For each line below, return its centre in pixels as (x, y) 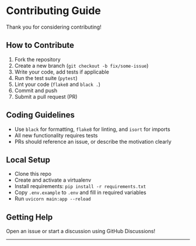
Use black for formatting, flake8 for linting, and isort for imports (92, 129)
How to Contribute (40, 45)
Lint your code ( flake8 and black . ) (57, 84)
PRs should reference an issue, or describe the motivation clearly (93, 141)
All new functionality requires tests (56, 135)
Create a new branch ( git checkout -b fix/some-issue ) (81, 65)
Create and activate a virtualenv (53, 180)
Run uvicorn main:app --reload (53, 199)
